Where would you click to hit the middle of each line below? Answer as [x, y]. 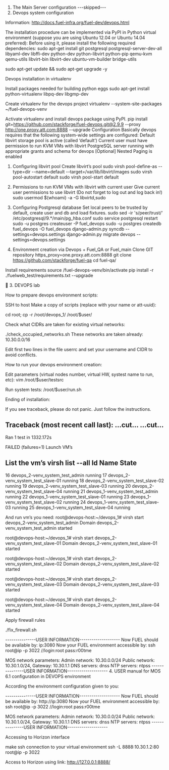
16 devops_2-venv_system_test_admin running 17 [56, 475]
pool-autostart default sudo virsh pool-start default [66, 177]
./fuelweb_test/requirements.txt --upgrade [49, 275]
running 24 [74, 502]
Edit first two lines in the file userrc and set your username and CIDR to [79, 349]
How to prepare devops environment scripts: [52, 295]
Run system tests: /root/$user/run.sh [43, 390]
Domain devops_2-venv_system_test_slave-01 [110, 543]
